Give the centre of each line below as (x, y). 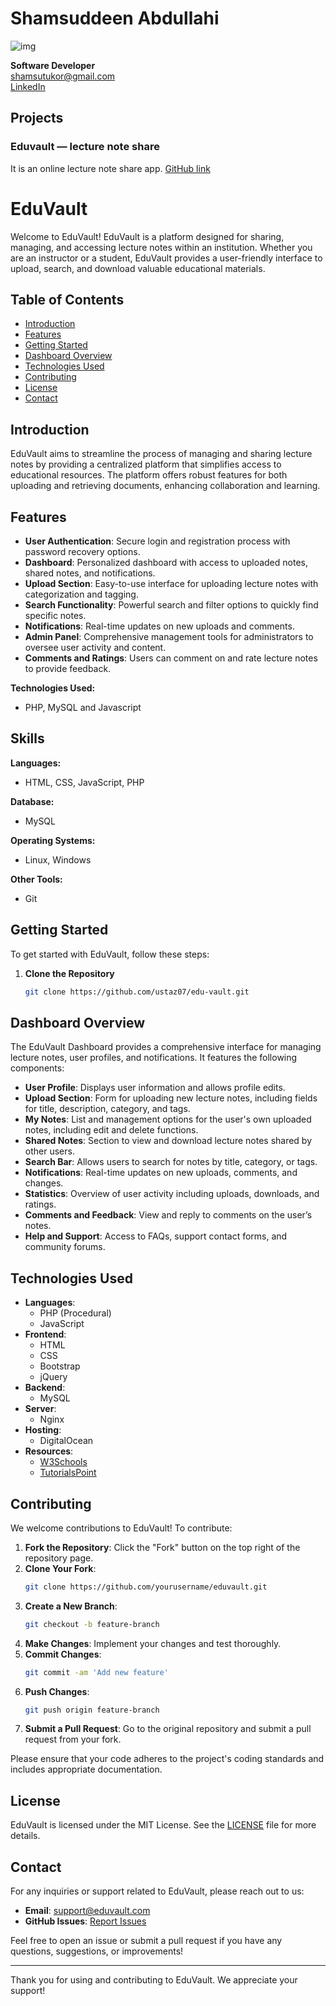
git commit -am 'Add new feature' (96, 1672)
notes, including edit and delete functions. (111, 1130)
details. (25, 1836)
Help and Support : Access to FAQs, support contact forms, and (156, 1236)
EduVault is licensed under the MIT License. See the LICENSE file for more (163, 1825)
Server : (40, 1409)
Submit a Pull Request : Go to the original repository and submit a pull (168, 1729)
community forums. (65, 1247)
